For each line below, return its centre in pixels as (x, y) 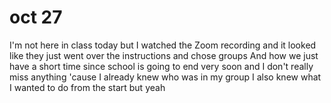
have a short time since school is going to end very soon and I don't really (161, 66)
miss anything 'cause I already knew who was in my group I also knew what (165, 77)
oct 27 (36, 17)
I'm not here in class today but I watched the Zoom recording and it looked (163, 45)
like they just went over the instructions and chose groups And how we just (164, 55)
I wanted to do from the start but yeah (87, 87)
